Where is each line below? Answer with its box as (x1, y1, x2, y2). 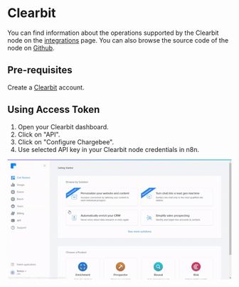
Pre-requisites (7, 64, 73, 76)
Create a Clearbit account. (7, 83, 85, 92)
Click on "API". (17, 130, 60, 139)
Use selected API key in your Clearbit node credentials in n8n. (17, 145, 200, 153)
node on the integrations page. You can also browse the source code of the (7, 36, 229, 44)
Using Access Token (7, 104, 100, 116)
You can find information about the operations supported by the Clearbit (7, 28, 219, 37)
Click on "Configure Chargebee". (17, 137, 115, 146)
